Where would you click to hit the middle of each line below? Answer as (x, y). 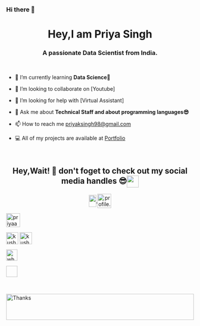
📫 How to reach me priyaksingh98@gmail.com (73, 124)
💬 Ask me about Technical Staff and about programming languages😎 (102, 112)
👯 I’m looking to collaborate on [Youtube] (65, 89)
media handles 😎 (94, 181)
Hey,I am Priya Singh (100, 34)
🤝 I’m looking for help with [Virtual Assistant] (69, 100)
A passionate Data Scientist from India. (100, 53)
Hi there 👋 (21, 10)
